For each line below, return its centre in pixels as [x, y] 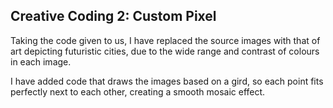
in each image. [41, 61]
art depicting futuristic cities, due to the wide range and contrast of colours [165, 51]
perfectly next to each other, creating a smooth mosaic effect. [138, 91]
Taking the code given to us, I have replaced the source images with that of [165, 40]
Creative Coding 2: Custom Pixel [113, 16]
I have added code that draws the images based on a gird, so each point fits [167, 81]
